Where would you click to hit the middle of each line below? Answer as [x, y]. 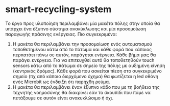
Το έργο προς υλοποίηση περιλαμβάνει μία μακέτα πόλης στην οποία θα [83, 23]
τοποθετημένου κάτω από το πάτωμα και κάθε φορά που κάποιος [82, 49]
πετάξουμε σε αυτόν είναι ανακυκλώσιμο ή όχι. [63, 98]
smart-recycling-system [58, 9]
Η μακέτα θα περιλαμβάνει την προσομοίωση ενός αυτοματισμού [82, 44]
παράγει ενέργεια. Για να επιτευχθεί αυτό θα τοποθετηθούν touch [83, 60]
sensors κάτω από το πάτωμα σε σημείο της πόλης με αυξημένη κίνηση [89, 65]
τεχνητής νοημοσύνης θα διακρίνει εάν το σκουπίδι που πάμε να [81, 92]
